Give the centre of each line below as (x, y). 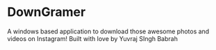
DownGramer (47, 12)
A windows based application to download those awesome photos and (108, 31)
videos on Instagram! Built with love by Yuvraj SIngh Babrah (93, 38)
